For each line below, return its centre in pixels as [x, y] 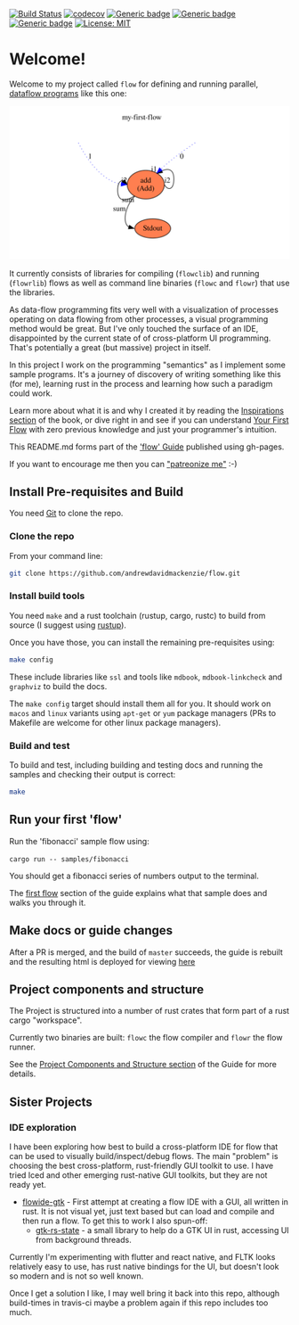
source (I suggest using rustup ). [68, 625]
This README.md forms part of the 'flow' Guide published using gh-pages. [147, 447]
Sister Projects [51, 1102]
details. [23, 1074]
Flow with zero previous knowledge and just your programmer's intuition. [143, 429]
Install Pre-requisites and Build [97, 492]
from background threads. [83, 1240]
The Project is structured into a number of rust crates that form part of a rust [149, 1011]
